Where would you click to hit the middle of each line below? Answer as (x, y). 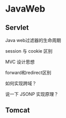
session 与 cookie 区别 (29, 51)
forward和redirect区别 (28, 72)
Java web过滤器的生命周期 (33, 40)
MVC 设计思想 (20, 62)
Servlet (17, 28)
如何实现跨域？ (21, 83)
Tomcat (18, 110)
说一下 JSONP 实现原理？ (32, 94)
